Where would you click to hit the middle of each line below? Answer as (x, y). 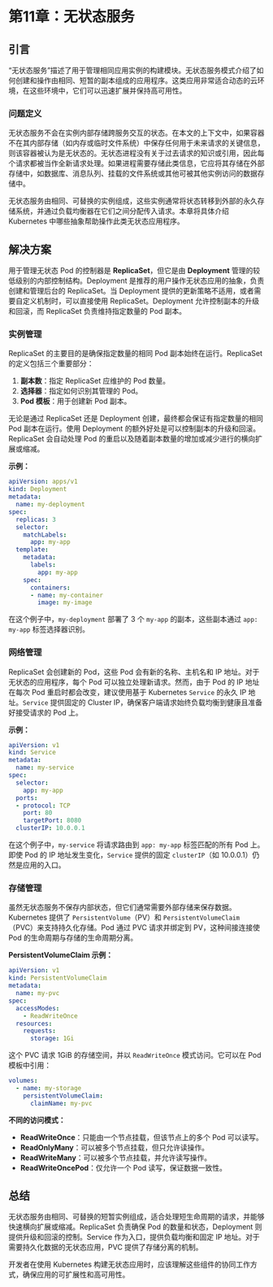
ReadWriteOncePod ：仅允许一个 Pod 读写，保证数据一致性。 (123, 1167)
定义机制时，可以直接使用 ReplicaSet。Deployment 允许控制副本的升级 (141, 301)
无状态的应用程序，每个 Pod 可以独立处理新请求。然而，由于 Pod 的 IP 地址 (134, 682)
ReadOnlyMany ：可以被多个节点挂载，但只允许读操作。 (115, 1147)
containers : (50, 587)
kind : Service (32, 753)
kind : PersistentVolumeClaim (58, 978)
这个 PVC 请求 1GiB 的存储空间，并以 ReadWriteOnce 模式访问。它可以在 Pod (135, 1055)
